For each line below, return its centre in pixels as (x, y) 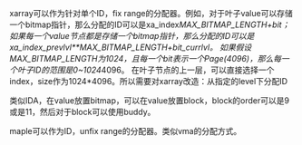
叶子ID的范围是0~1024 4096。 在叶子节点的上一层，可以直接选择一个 (146, 70)
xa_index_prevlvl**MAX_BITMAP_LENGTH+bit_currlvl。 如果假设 (131, 47)
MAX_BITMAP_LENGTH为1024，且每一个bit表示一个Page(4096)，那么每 (146, 58)
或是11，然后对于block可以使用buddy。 (83, 112)
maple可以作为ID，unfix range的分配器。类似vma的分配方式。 (126, 131)
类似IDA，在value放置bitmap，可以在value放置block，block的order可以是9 (150, 101)
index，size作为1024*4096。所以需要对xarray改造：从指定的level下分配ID (149, 81)
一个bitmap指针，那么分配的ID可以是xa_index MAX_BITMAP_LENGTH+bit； (150, 24)
